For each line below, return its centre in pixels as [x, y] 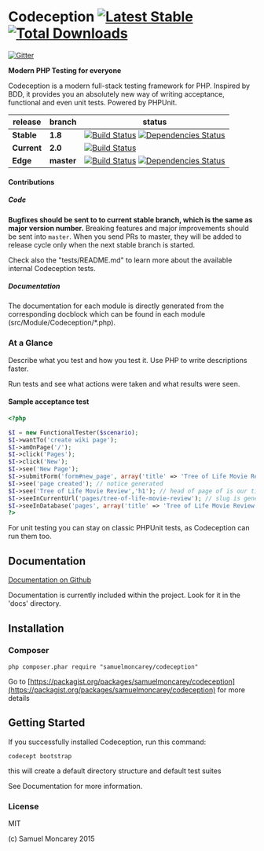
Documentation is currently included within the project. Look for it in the [125, 595]
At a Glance [31, 343]
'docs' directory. [35, 603]
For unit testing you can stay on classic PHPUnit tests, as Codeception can [129, 528]
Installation [36, 628]
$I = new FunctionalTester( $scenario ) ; [73, 432]
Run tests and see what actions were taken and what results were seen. [124, 383]
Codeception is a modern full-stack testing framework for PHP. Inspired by [129, 86]
